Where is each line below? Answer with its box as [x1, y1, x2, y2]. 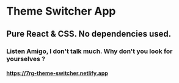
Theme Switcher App [6, 4, 116, 18]
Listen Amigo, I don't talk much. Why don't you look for [6, 47, 173, 56]
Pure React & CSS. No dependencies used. [6, 29, 172, 39]
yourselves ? [6, 54, 46, 63]
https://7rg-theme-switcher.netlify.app [6, 70, 109, 77]
